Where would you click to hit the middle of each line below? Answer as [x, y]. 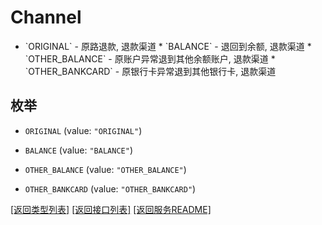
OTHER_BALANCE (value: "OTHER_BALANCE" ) [105, 169]
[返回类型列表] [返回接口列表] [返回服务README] [111, 209]
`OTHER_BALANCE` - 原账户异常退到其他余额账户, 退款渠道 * [150, 58]
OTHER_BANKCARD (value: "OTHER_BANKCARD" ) [110, 188]
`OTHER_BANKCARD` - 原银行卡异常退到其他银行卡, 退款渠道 [150, 71]
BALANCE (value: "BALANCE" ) [78, 150]
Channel [46, 17]
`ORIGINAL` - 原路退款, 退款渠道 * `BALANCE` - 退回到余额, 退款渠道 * [168, 46]
